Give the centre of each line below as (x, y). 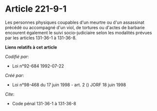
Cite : (10, 94)
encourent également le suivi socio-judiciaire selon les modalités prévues (78, 32)
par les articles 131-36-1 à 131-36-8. (41, 38)
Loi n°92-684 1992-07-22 (38, 66)
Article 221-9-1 (36, 9)
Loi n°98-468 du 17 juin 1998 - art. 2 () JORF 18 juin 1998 (69, 85)
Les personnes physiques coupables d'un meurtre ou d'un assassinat (75, 22)
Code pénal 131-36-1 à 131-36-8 (44, 103)
